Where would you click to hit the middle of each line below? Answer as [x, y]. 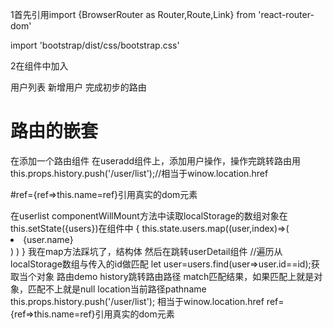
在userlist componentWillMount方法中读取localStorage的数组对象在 [149, 215]
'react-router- [286, 14]
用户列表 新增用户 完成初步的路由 [78, 87]
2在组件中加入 [39, 66]
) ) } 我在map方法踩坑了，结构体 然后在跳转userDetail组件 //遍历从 [146, 251]
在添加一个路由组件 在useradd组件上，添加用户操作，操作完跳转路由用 [156, 160]
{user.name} [48, 239]
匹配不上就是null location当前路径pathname [117, 289]
